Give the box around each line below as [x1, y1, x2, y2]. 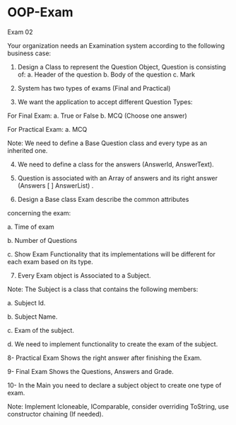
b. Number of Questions [7, 236, 78, 244]
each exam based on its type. [7, 257, 93, 266]
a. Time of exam [7, 222, 54, 231]
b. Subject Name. [7, 312, 58, 321]
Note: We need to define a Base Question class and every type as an [7, 139, 207, 147]
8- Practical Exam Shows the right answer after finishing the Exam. [7, 353, 202, 362]
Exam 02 [7, 28, 33, 36]
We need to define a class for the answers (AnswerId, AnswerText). [17, 160, 214, 169]
